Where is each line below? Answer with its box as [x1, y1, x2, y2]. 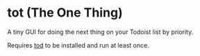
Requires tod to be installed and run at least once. [7, 41, 149, 49]
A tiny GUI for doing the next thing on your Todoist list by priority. [7, 28, 194, 36]
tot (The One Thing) [7, 5, 123, 21]
